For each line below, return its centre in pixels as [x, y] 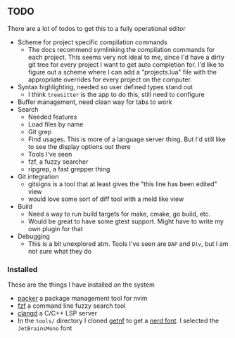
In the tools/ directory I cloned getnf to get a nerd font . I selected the [118, 321]
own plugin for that [55, 228]
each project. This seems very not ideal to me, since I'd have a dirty [126, 57]
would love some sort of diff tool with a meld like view [106, 199]
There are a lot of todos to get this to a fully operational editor [96, 28]
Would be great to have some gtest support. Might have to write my [126, 221]
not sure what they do [60, 251]
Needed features [52, 117]
